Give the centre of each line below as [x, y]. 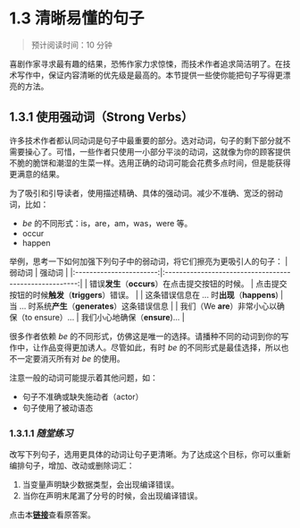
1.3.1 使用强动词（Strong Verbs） [101, 117]
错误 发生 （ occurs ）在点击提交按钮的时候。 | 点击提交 [188, 284]
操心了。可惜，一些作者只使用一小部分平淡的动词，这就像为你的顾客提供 [158, 151]
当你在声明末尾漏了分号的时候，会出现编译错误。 [112, 496]
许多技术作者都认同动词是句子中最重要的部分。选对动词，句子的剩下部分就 [146, 141]
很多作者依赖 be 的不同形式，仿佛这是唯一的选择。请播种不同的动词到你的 [145, 336]
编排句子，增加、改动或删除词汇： [72, 465]
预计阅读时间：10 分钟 [72, 45]
